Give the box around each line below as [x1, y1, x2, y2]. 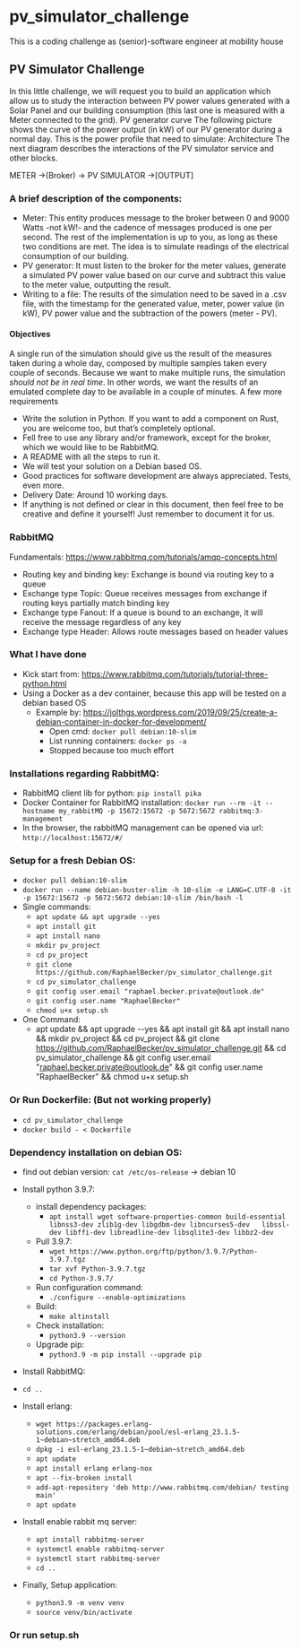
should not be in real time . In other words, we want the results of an [9, 377, 259, 387]
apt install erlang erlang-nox [35, 1464, 153, 1473]
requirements [9, 396, 59, 407]
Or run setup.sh [9, 1628, 80, 1641]
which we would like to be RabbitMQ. [21, 442, 159, 453]
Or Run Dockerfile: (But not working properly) [9, 1094, 212, 1107]
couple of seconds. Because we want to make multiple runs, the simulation [9, 368, 286, 378]
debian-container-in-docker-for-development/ [35, 716, 207, 727]
